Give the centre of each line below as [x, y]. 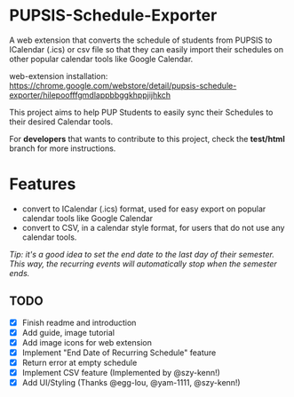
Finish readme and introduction [79, 322]
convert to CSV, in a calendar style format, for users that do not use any [153, 227]
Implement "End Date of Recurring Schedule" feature [119, 353]
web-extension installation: [59, 75]
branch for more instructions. [63, 148]
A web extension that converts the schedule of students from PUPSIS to [141, 40]
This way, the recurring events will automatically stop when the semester [143, 264]
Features [43, 184]
